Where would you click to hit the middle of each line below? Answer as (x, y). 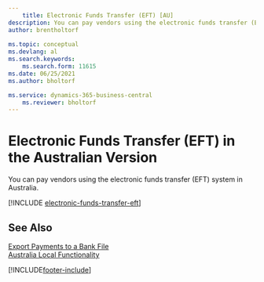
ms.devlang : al (33, 52)
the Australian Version (83, 158)
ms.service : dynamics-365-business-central (81, 95)
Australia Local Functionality (54, 255)
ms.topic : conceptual (44, 45)
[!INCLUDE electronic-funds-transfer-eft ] (75, 203)
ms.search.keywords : (42, 60)
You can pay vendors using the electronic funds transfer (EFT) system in (126, 179)
